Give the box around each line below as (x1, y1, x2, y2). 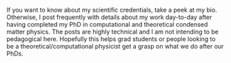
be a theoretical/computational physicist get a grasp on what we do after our (6, 42, 224, 50)
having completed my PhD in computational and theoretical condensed (6, 21, 208, 28)
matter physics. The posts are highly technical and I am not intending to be (6, 27, 219, 36)
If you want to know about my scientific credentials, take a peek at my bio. (6, 6, 218, 14)
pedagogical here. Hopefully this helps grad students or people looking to (6, 35, 216, 43)
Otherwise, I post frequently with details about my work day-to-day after (6, 13, 212, 21)
